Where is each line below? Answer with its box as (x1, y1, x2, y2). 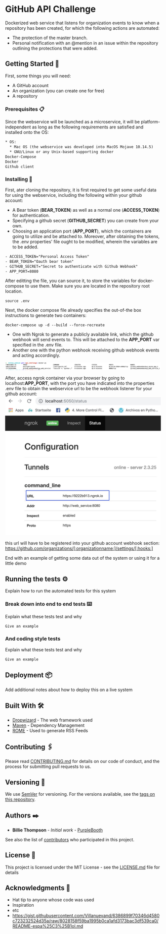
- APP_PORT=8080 (5, 269, 39, 274)
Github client (5, 165, 35, 170)
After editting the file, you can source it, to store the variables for (5, 278, 137, 284)
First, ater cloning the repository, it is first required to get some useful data (5, 187, 157, 193)
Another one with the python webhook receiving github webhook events (12, 347, 160, 353)
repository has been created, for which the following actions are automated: (5, 25, 160, 31)
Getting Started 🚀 (5, 59, 60, 68)
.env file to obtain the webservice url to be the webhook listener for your (5, 386, 152, 392)
